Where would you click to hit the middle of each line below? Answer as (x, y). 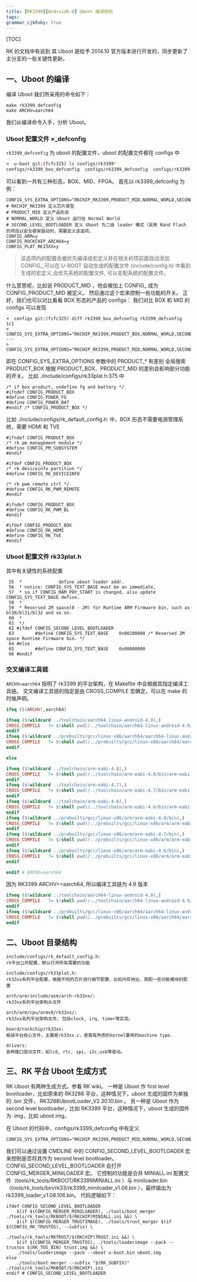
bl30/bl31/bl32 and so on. (39, 612)
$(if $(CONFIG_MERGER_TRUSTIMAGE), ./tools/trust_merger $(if (94, 1222)
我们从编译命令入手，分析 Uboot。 (48, 122)
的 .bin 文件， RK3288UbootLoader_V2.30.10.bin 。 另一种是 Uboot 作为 (93, 1101)
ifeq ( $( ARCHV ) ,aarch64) (36, 710)
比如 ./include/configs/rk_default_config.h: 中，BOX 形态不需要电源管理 (92, 419)
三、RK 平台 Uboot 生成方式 (56, 1071)
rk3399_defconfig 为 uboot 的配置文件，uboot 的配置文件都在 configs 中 (93, 153)
